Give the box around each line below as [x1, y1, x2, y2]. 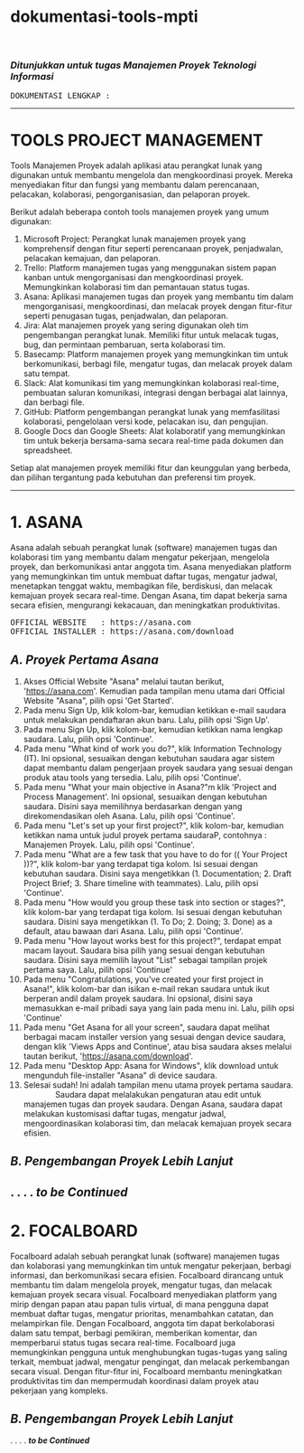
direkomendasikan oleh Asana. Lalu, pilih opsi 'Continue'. [23, 810, 235, 821]
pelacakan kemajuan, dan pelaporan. [23, 253, 161, 264]
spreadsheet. [23, 445, 73, 456]
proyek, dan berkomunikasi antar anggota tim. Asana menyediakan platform [10, 561, 292, 572]
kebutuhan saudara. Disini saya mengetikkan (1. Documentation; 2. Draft [23, 868, 292, 879]
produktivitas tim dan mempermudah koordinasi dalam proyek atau [10, 1375, 260, 1386]
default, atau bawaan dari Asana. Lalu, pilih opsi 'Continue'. [23, 925, 244, 937]
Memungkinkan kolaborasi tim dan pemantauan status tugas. [23, 282, 251, 293]
